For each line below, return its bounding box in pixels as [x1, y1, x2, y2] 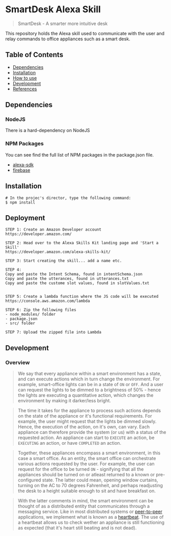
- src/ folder [5, 321, 36, 326]
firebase [12, 167, 31, 173]
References [12, 86, 37, 92]
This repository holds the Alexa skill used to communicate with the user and [5, 30, 165, 36]
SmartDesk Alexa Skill [5, 4, 101, 15]
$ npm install [5, 200, 36, 205]
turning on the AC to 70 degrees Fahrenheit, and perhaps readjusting [17, 482, 163, 489]
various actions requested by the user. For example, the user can [17, 461, 155, 467]
